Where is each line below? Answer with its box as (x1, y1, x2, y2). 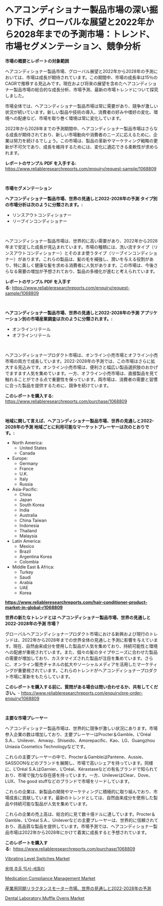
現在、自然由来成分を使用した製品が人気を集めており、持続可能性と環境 (13, 643, 158, 649)
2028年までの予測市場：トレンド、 (14, 29, 155, 40)
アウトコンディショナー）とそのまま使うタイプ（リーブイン (13, 250, 132, 256)
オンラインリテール (12, 326, 51, 332)
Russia (19, 481, 33, 487)
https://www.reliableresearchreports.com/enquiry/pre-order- (21, 690, 143, 696)
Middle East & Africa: (12, 564, 54, 570)
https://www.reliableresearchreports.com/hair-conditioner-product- (5, 599, 147, 605)
